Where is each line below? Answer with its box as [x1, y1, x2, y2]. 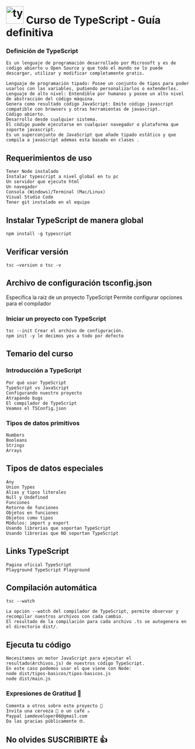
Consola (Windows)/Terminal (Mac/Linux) [6, 189, 106, 195]
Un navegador [6, 184, 38, 190]
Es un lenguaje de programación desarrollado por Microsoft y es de [6, 60, 176, 66]
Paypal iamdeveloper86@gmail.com [6, 713, 88, 719]
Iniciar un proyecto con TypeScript [6, 314, 106, 322]
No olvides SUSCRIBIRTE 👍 [6, 734, 108, 744]
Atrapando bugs [6, 395, 43, 401]
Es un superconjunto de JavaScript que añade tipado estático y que [6, 132, 176, 138]
